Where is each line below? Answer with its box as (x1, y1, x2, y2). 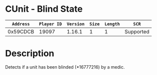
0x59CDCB (7, 28, 35, 35)
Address (11, 21, 30, 26)
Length (104, 21, 120, 26)
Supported (124, 28, 150, 35)
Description (5, 48, 54, 59)
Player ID (39, 21, 62, 26)
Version (66, 21, 85, 26)
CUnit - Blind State (5, 3, 83, 15)
